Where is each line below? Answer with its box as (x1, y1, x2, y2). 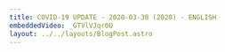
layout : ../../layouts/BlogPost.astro (9, 29, 153, 38)
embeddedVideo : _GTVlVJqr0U (9, 21, 114, 30)
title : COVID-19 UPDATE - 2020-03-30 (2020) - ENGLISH (9, 12, 217, 22)
